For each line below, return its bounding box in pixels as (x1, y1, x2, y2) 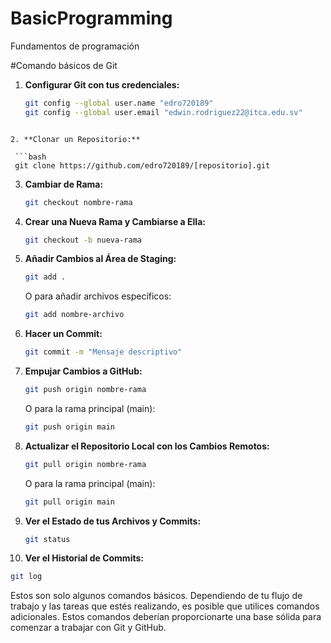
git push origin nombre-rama (24, 385, 147, 395)
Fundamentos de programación (10, 40, 140, 52)
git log (10, 572, 43, 582)
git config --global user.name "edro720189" (24, 98, 214, 108)
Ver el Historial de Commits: (24, 552, 144, 564)
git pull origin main (24, 497, 115, 507)
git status (24, 534, 71, 544)
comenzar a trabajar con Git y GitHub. (10, 622, 167, 634)
